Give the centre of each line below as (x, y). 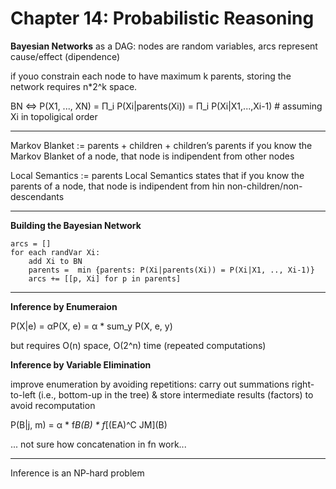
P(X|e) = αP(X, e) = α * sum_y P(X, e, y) (91, 326)
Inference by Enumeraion (64, 306)
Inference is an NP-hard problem (77, 473)
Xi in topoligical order (54, 116)
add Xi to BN (55, 261)
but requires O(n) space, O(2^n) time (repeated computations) (138, 345)
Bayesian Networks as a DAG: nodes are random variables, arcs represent (164, 46)
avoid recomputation (53, 405)
